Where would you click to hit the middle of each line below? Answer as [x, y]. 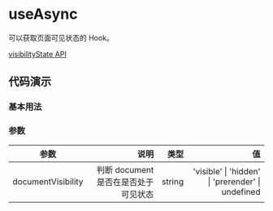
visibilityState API [37, 54]
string [173, 182]
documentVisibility [48, 182]
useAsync [43, 14]
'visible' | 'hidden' [227, 171]
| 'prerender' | [234, 182]
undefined [241, 191]
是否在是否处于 [125, 182]
